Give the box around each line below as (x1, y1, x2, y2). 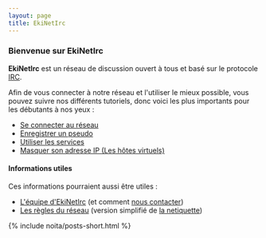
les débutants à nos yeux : (8, 105, 95, 114)
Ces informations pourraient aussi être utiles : (8, 181, 158, 191)
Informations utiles (8, 164, 73, 173)
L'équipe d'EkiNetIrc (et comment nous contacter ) (19, 197, 184, 206)
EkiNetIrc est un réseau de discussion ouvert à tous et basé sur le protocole (8, 63, 259, 73)
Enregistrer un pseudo (19, 129, 93, 138)
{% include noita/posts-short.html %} (8, 221, 131, 230)
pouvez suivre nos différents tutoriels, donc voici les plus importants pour (8, 96, 250, 105)
